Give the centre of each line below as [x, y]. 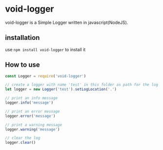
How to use [22, 65]
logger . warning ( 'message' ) [32, 129]
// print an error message [32, 111]
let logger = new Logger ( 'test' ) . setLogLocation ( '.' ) [61, 89]
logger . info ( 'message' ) [29, 103]
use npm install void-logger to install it [45, 49]
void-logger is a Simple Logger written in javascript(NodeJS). [67, 22]
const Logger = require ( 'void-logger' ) [46, 76]
